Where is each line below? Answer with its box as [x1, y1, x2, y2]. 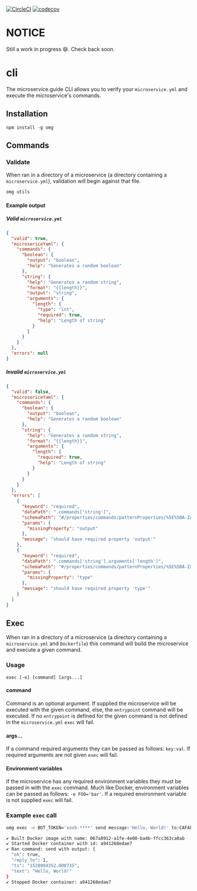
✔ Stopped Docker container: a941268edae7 [6, 879, 111, 885]
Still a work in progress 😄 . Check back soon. [6, 45, 115, 52]
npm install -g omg [6, 124, 54, 131]
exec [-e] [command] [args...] [6, 674, 83, 680]
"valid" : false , [11, 389, 51, 395]
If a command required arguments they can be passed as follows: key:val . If [6, 745, 191, 752]
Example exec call [6, 812, 57, 820]
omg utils [6, 189, 30, 195]
